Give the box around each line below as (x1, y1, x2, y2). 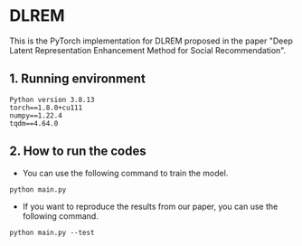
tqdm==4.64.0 (9, 118, 59, 128)
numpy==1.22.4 (9, 110, 63, 120)
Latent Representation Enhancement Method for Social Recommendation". (9, 44, 287, 55)
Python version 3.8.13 (9, 95, 95, 104)
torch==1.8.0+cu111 (9, 103, 83, 112)
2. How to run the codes (9, 144, 146, 159)
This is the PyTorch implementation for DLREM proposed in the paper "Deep (9, 35, 294, 46)
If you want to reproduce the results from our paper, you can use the (22, 201, 278, 212)
